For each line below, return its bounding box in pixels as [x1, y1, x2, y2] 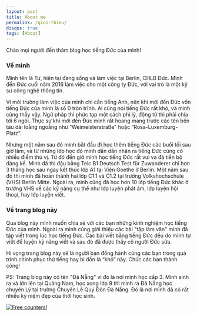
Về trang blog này [6, 206, 58, 214]
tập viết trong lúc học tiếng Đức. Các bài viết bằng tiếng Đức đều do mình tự [6, 232, 191, 239]
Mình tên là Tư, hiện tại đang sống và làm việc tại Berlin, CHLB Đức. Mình [6, 75, 183, 82]
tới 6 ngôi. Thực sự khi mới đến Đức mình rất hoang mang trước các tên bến [6, 117, 190, 124]
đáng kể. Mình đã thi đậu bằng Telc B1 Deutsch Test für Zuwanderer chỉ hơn [6, 160, 190, 167]
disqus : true [6, 25, 38, 31]
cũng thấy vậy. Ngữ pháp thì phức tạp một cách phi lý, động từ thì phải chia [6, 111, 188, 118]
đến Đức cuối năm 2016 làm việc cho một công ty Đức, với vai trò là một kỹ [6, 81, 188, 88]
